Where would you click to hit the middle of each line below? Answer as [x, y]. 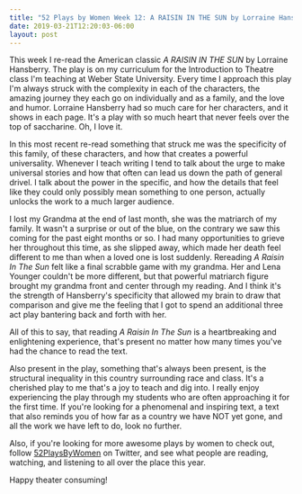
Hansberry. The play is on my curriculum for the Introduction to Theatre [142, 69]
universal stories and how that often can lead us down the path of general [146, 173]
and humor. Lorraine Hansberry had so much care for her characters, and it [149, 108]
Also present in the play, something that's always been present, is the [138, 369]
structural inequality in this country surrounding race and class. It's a [137, 378]
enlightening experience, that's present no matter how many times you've [146, 342]
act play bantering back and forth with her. [88, 315]
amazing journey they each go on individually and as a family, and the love [147, 98]
